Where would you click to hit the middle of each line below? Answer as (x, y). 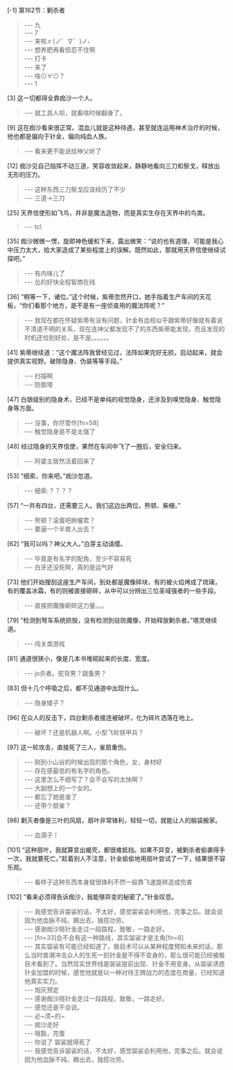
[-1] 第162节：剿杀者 (36, 10)
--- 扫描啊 (38, 376)
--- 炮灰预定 (42, 990)
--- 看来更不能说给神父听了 (63, 151)
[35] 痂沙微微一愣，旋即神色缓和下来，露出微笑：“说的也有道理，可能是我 (113, 241)
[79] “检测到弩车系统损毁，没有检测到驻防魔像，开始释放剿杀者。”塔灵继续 (112, 620)
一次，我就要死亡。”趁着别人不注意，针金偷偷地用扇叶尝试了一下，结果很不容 (116, 859)
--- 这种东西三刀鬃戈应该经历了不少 (75, 189)
